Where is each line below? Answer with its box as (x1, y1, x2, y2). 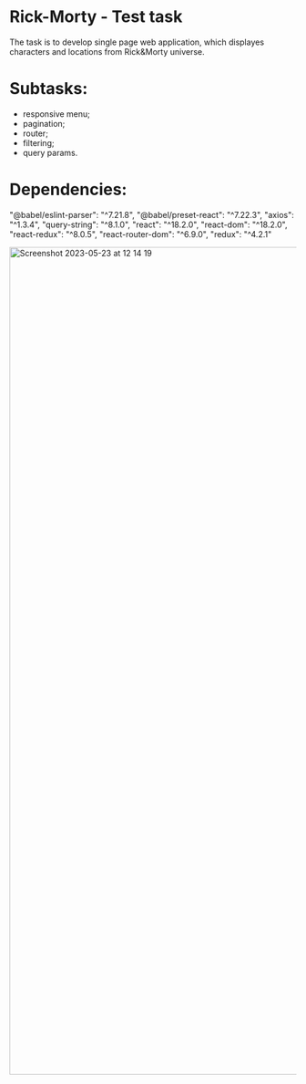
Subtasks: (9, 78, 88, 99)
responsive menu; (22, 108, 91, 120)
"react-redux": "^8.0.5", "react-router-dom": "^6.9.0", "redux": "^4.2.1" (9, 228, 272, 239)
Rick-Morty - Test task (9, 6, 183, 27)
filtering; (22, 137, 55, 148)
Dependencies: (9, 180, 127, 200)
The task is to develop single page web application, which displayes (9, 36, 265, 47)
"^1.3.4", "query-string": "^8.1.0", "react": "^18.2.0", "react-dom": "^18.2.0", (9, 219, 288, 230)
